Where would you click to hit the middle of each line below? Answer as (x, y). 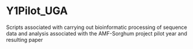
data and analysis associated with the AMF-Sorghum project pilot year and (96, 33)
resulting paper (24, 40)
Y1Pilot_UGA (37, 11)
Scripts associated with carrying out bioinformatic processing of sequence (96, 27)
